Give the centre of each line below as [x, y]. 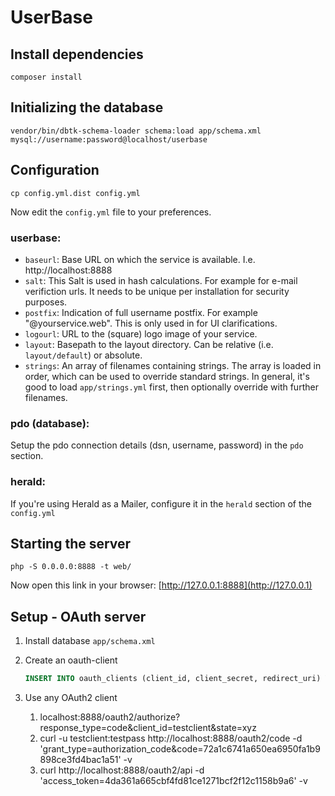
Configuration [55, 170]
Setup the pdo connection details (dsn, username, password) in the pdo [157, 445]
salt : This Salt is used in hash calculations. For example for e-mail [161, 280]
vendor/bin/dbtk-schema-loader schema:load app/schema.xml [136, 131]
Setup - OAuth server [78, 616]
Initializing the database [87, 107]
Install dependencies [77, 54]
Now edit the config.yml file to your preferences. [111, 212]
